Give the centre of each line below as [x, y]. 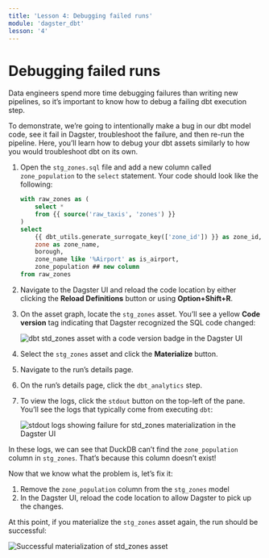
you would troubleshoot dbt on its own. [73, 152]
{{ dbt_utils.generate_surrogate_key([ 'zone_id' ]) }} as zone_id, [149, 237]
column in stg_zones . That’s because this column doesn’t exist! [112, 458]
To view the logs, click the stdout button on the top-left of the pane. [132, 401]
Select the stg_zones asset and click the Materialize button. [119, 354]
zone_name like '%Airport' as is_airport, [107, 259]
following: [36, 185]
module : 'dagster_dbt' [46, 23]
